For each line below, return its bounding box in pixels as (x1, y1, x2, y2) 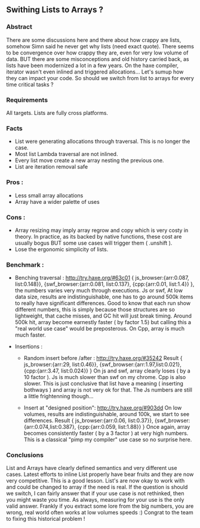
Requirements (6, 96, 48, 104)
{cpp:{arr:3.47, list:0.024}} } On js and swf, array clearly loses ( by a (23, 367, 191, 374)
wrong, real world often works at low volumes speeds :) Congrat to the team (6, 509, 193, 516)
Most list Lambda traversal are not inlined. (14, 151, 118, 158)
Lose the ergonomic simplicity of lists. (14, 245, 109, 253)
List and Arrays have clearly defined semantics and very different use (6, 465, 177, 472)
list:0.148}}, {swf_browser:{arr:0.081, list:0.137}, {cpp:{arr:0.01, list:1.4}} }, (14, 280, 195, 288)
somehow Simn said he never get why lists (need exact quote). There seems (6, 42, 194, 50)
